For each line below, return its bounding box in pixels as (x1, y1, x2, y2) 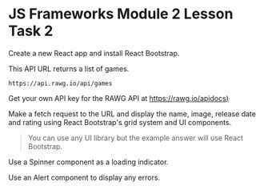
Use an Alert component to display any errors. (8, 172, 161, 182)
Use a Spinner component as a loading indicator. (8, 157, 169, 167)
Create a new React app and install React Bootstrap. (8, 48, 180, 58)
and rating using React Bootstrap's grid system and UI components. (8, 117, 232, 127)
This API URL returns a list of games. (8, 63, 130, 73)
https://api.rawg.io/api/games (8, 79, 113, 87)
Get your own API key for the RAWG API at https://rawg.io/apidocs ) (8, 93, 230, 103)
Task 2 (8, 22, 54, 40)
